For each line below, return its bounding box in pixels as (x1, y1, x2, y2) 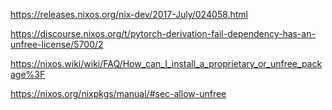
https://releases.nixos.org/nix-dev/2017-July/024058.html (10, 9, 248, 20)
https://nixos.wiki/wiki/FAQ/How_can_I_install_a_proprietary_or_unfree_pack (10, 58, 323, 69)
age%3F (10, 69, 46, 80)
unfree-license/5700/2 (10, 39, 104, 50)
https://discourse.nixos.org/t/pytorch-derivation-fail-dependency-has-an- (10, 28, 316, 39)
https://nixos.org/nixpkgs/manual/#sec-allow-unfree (10, 88, 227, 99)
